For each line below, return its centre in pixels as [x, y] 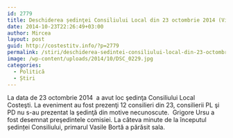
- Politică [29, 71]
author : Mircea [29, 33]
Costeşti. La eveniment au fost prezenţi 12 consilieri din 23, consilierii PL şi [113, 105]
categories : [24, 65]
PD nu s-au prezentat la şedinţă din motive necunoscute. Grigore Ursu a [111, 112]
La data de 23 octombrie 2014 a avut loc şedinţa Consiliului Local [101, 98]
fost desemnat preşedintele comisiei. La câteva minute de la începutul [107, 120]
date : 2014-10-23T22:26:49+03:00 [55, 26]
